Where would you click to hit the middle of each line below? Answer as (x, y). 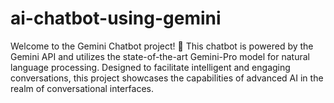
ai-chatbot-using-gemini (116, 18)
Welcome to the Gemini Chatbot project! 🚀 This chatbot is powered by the (162, 46)
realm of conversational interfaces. (82, 88)
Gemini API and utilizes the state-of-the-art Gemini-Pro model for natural (160, 56)
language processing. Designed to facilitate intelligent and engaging (150, 67)
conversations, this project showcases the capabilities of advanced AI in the (167, 78)
